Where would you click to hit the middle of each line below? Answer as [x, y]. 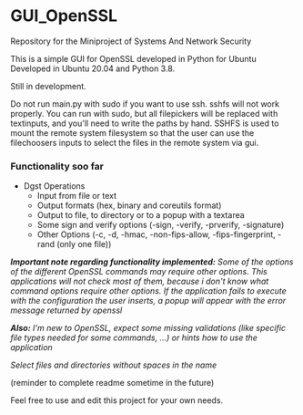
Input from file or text [77, 196]
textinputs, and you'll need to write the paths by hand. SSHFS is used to [145, 123]
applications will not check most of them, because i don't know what [140, 281]
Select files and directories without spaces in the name [114, 365]
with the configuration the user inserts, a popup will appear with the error [148, 301]
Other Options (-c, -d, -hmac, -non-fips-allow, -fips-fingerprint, [156, 234]
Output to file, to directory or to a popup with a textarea [141, 215]
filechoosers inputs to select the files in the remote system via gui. [135, 142]
